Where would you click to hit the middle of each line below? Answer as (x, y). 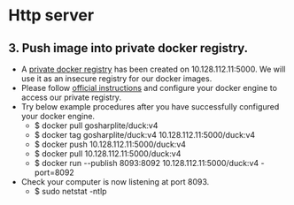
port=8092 (54, 172)
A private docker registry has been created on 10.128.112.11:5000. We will (153, 69)
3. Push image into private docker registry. (128, 48)
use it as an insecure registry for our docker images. (116, 79)
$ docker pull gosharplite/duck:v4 (96, 125)
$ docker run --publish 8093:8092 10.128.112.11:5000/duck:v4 (147, 163)
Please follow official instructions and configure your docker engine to (149, 88)
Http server (51, 15)
